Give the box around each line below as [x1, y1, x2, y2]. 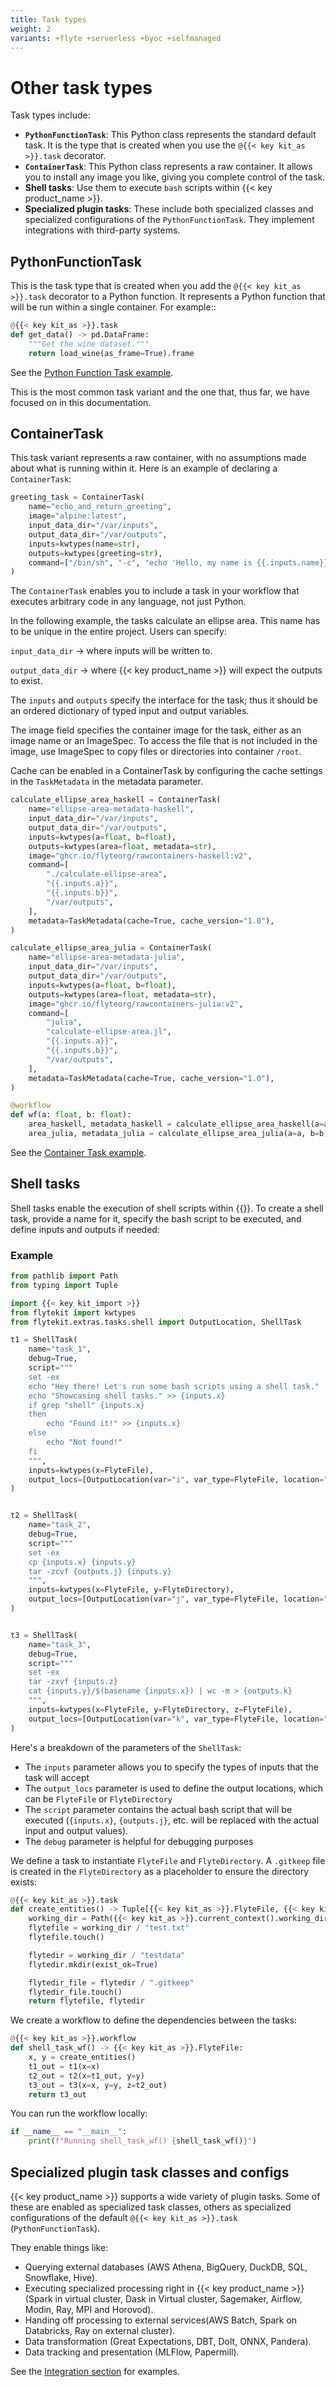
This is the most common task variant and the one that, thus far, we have [10, 386, 310, 398]
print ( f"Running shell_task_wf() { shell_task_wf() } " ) [28, 2136, 257, 2146]
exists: [10, 1876, 38, 1888]
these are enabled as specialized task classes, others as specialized [10, 2201, 292, 2213]
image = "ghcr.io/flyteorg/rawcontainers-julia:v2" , [28, 999, 244, 1009]
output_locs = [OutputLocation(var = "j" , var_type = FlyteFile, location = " [28, 1594, 329, 1605]
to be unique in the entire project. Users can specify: [10, 626, 227, 638]
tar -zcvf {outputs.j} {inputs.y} [28, 1566, 172, 1576]
